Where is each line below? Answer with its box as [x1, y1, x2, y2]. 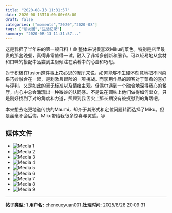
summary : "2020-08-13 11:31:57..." [5, 31, 81, 36]
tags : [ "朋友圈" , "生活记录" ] [5, 27, 62, 32]
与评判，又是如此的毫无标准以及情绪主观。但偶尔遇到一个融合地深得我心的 [5, 82, 162, 89]
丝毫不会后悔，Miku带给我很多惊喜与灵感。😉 [9, 113, 106, 118]
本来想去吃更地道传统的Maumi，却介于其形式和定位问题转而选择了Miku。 [5, 106, 160, 112]
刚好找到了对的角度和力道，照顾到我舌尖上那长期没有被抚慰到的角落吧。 [9, 95, 162, 101]
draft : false [5, 17, 33, 22]
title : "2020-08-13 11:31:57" [5, 7, 70, 13]
